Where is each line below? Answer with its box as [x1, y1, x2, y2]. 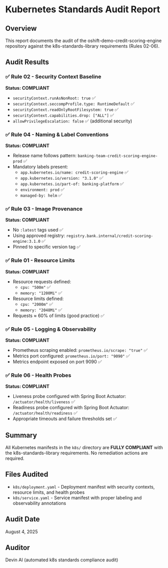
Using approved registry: [12, 233, 65, 239]
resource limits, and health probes [12, 489, 85, 495]
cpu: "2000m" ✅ [20, 301, 54, 307]
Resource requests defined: [12, 278, 71, 285]
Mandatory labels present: [12, 163, 68, 170]
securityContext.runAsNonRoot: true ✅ [12, 95, 96, 101]
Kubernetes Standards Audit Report [5, 4, 160, 15]
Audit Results [5, 58, 50, 67]
